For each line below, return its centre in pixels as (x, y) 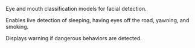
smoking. (17, 27)
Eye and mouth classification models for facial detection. (76, 9)
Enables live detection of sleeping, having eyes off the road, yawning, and (97, 20)
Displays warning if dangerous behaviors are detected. (74, 38)
